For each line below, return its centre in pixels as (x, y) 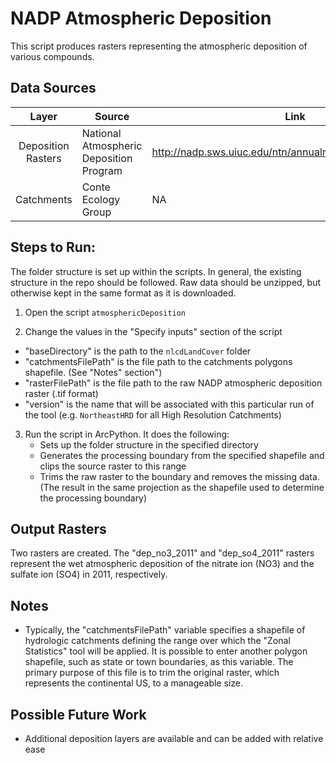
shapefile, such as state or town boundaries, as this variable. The (159, 662)
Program (102, 170)
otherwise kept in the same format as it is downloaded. (123, 293)
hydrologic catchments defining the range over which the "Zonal (157, 641)
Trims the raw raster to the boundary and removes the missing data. (179, 476)
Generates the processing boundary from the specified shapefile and (182, 455)
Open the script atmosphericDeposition (105, 312)
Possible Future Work (78, 714)
